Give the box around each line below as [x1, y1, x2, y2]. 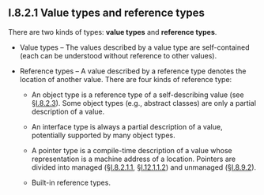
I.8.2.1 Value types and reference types [8, 6, 206, 20]
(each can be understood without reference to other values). [19, 51, 217, 60]
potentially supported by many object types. [31, 130, 175, 140]
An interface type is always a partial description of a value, [31, 122, 223, 131]
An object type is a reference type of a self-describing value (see [31, 90, 244, 99]
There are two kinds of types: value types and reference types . [8, 27, 217, 36]
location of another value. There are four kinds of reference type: [19, 74, 232, 84]
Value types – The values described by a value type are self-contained [19, 43, 250, 52]
